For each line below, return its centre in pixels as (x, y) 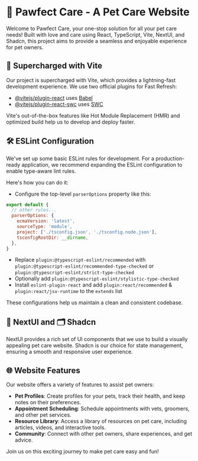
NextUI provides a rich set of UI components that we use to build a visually (97, 339)
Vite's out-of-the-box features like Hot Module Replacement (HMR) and (93, 115)
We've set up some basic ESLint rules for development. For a (80, 158)
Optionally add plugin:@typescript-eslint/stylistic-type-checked (97, 279)
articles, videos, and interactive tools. (60, 427)
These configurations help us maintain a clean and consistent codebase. (95, 303)
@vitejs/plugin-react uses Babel (53, 98)
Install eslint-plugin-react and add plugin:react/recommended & (93, 285)
